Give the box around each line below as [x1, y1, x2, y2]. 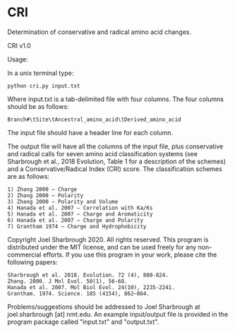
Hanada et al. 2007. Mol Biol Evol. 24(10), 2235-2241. [7, 284, 175, 291]
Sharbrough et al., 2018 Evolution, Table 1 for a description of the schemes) [7, 157, 227, 165]
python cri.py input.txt [7, 82, 80, 89]
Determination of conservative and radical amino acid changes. [7, 28, 192, 36]
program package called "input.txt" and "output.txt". [7, 317, 159, 326]
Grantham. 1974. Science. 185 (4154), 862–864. [7, 290, 150, 297]
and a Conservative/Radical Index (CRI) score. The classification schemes [7, 164, 222, 173]
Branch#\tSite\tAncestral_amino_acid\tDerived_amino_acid [7, 116, 181, 123]
